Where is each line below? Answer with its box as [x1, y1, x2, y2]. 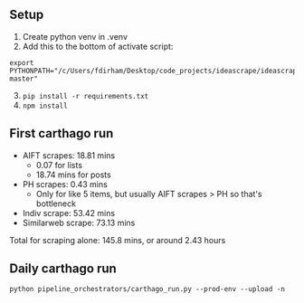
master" [9, 74, 39, 83]
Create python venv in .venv [22, 31, 128, 42]
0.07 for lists [35, 159, 83, 170]
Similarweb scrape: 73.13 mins [22, 217, 136, 228]
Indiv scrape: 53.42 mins [22, 207, 116, 218]
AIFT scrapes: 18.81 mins [22, 149, 116, 161]
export [9, 58, 34, 67]
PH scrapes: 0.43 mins [22, 178, 109, 189]
